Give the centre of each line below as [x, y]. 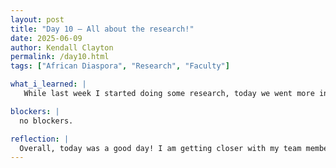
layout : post [37, 19]
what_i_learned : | [48, 84]
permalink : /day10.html [60, 57]
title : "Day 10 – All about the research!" [102, 29]
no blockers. [46, 121]
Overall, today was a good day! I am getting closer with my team [160, 148]
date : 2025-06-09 [46, 38]
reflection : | [40, 139]
